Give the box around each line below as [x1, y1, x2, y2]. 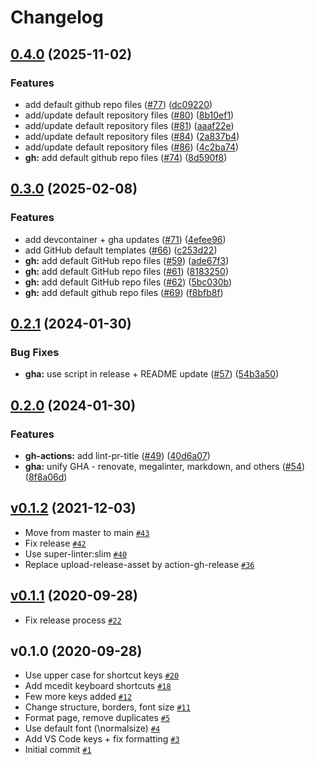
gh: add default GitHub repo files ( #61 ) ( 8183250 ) [24, 265, 230, 277]
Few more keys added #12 [24, 691, 133, 703]
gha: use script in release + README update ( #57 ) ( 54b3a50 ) [24, 368, 280, 380]
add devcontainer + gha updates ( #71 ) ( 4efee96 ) [24, 233, 227, 245]
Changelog [10, 6, 104, 29]
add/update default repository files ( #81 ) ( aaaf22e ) [24, 119, 235, 131]
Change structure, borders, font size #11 [24, 701, 191, 713]
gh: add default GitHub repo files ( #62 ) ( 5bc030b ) [24, 276, 233, 288]
